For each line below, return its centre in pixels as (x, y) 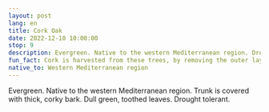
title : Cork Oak (35, 30)
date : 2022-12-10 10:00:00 (53, 38)
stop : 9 (21, 46)
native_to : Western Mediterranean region (78, 68)
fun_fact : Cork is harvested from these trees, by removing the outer (128, 61)
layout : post (30, 16)
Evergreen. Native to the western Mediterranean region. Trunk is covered (129, 90)
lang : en (23, 23)
